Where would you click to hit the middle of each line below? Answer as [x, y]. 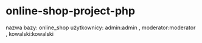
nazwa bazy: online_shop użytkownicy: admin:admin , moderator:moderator [101, 27]
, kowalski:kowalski [30, 33]
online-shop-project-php [70, 11]
